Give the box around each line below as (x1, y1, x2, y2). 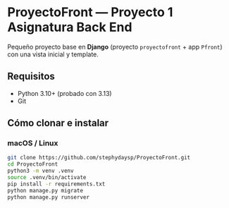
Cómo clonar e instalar (7, 117, 109, 129)
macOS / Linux (7, 138, 58, 148)
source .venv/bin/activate (7, 174, 87, 181)
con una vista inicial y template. (7, 50, 99, 59)
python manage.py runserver (7, 193, 90, 201)
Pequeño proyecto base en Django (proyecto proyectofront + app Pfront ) (7, 42, 223, 51)
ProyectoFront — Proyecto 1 (7, 4, 173, 20)
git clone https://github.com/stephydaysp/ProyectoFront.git (7, 154, 191, 161)
